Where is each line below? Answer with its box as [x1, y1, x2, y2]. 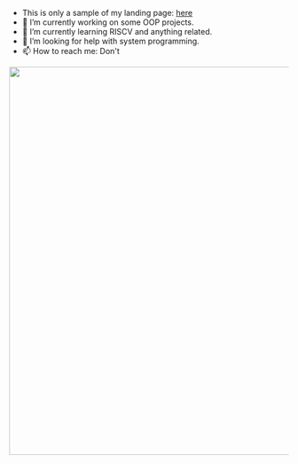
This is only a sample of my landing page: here [21, 8, 193, 18]
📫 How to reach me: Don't [21, 46, 120, 56]
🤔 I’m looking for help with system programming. [21, 35, 200, 46]
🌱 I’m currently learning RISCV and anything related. [21, 27, 213, 36]
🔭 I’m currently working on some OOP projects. [21, 17, 194, 28]
